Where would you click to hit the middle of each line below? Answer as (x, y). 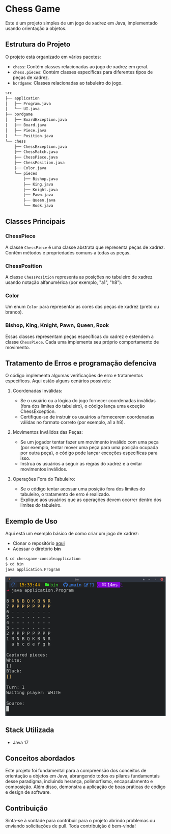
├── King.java (38, 184)
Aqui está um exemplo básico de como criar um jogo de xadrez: (72, 534)
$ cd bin (15, 564)
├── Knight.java (41, 190)
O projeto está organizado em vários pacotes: (53, 57)
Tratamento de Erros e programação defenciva (81, 363)
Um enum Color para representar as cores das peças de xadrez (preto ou (82, 307)
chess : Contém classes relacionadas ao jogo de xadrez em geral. (80, 66)
